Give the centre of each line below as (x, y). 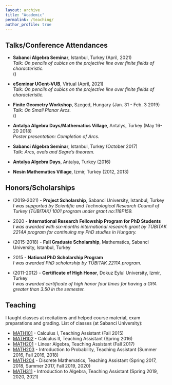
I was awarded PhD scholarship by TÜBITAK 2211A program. (77, 263)
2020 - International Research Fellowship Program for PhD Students (87, 221)
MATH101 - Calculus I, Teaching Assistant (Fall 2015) (68, 333)
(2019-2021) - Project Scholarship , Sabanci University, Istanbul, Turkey (88, 200)
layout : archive (23, 10)
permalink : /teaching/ (30, 20)
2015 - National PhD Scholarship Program (58, 257)
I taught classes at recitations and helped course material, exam (73, 317)
